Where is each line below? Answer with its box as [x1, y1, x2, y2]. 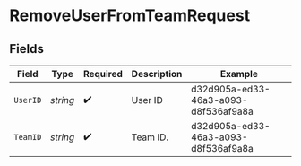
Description [131, 68, 183, 80]
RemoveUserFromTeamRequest [9, 5, 251, 26]
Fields [9, 41, 45, 57]
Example [219, 68, 258, 80]
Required [83, 68, 124, 80]
